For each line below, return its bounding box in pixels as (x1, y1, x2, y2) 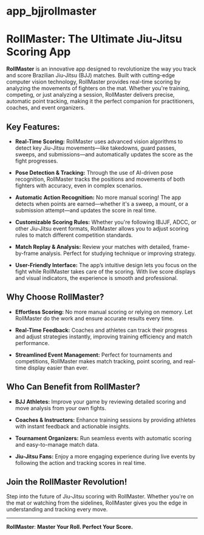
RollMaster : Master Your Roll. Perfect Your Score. (6, 523, 134, 531)
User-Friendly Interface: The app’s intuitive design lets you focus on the (15, 261, 197, 268)
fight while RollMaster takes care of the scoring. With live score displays (15, 268, 196, 275)
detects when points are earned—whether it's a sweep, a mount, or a (15, 200, 188, 208)
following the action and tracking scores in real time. (15, 459, 147, 466)
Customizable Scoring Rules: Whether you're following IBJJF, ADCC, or (15, 218, 197, 226)
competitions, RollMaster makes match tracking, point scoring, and (15, 357, 183, 365)
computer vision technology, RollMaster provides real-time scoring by (6, 78, 181, 86)
